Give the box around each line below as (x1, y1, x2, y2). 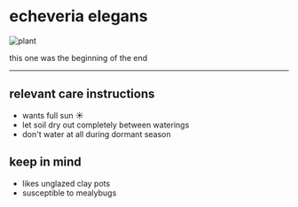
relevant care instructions (9, 87, 155, 102)
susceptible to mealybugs (21, 188, 117, 198)
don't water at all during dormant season (21, 128, 171, 139)
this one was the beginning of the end (9, 52, 148, 63)
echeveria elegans (9, 6, 148, 27)
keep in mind (9, 155, 82, 170)
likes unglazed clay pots (21, 178, 111, 188)
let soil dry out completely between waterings (21, 119, 190, 130)
